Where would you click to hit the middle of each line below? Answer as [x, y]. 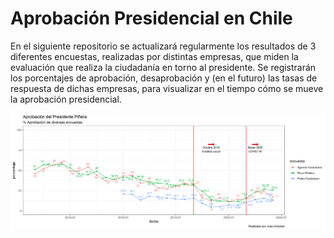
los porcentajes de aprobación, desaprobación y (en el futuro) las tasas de [164, 78]
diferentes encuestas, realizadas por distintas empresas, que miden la [154, 56]
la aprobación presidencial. [66, 99]
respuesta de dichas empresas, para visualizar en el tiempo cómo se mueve [167, 88]
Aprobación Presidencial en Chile [151, 18]
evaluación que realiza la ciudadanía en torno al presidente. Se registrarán [163, 67]
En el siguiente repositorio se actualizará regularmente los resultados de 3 [163, 46]
